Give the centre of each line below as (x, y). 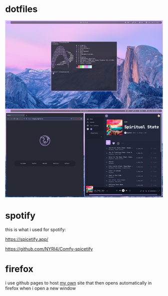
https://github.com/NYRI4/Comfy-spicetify (49, 249)
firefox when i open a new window (40, 288)
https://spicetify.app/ (27, 239)
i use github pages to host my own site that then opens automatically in (78, 283)
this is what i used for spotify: (35, 230)
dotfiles (21, 9)
